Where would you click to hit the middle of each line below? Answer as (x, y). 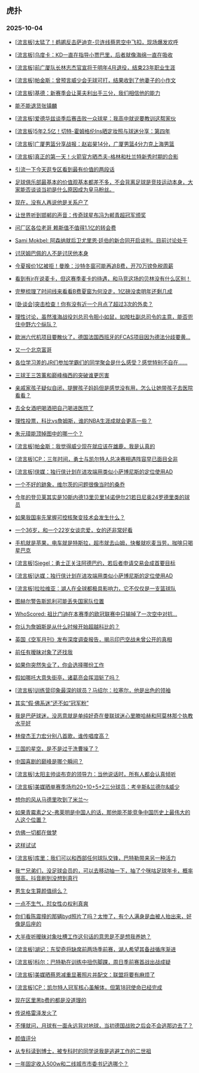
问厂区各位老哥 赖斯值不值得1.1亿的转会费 (65, 228)
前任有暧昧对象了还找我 (44, 652)
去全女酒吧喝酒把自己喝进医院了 (54, 408)
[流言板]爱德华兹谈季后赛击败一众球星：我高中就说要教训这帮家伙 (95, 118)
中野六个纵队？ (39, 324)
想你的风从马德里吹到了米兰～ (51, 799)
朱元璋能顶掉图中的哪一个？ (49, 434)
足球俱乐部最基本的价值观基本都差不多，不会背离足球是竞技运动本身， (101, 182)
